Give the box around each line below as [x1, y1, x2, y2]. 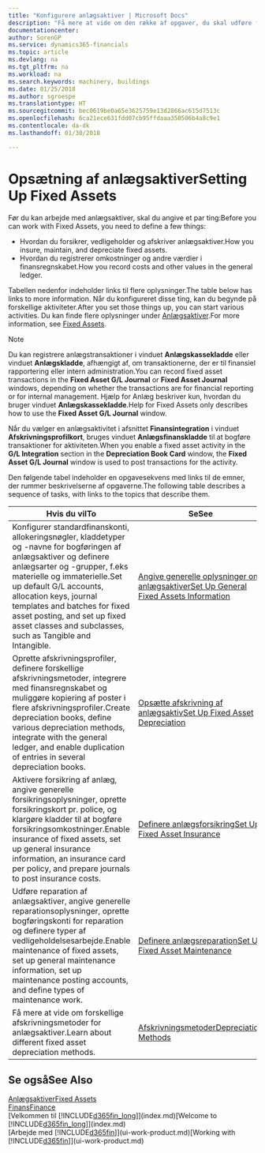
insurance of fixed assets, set [12, 833, 121, 844]
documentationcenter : [8, 26, 80, 34]
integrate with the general [12, 731, 108, 742]
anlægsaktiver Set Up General [137, 580, 247, 592]
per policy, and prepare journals [12, 862, 130, 873]
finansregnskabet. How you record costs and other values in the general [19, 261, 253, 271]
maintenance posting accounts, [12, 975, 129, 986]
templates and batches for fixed [12, 600, 130, 611]
